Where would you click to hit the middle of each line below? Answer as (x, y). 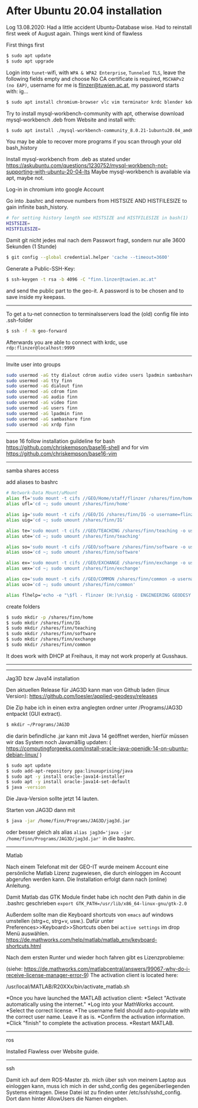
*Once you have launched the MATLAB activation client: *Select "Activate (96, 998)
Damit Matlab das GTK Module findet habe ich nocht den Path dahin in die (96, 897)
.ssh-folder (20, 320)
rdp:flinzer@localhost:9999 (41, 348)
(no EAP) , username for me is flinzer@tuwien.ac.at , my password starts (93, 85)
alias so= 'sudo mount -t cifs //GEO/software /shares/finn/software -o (96, 547)
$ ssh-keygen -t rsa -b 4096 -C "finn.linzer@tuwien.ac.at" (82, 279)
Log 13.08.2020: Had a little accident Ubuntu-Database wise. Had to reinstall (99, 27)
